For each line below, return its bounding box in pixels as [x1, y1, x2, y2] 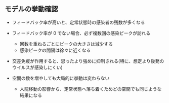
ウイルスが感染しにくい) [12, 64, 63, 70]
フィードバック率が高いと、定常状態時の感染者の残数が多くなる [12, 19, 145, 25]
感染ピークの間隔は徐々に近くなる [19, 47, 91, 53]
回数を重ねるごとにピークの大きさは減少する [19, 41, 113, 47]
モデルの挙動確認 [5, 5, 58, 14]
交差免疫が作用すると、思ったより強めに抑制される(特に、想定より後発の [12, 58, 164, 64]
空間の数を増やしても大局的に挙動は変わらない [12, 75, 110, 81]
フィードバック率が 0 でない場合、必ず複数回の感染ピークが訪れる [12, 30, 151, 36]
